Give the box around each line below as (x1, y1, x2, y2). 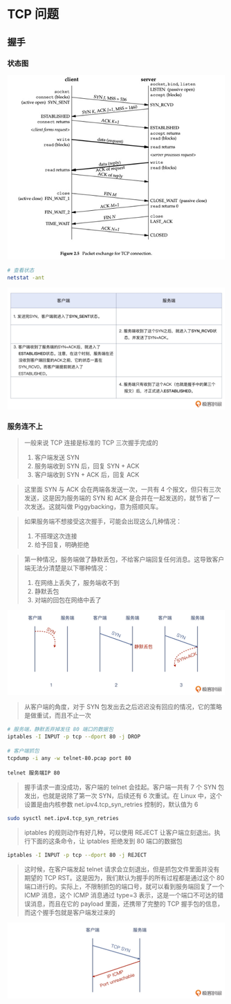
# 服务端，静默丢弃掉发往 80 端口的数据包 (7, 725, 114, 733)
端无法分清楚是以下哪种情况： (24, 564, 109, 573)
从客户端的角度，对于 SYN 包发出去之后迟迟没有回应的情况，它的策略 (24, 703, 223, 711)
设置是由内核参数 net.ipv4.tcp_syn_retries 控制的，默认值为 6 (24, 800, 198, 808)
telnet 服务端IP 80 (7, 770, 60, 777)
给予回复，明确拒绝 (34, 541, 90, 549)
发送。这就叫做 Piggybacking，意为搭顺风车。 (30, 503, 163, 511)
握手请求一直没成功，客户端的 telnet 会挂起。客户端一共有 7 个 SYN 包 (24, 783, 225, 791)
